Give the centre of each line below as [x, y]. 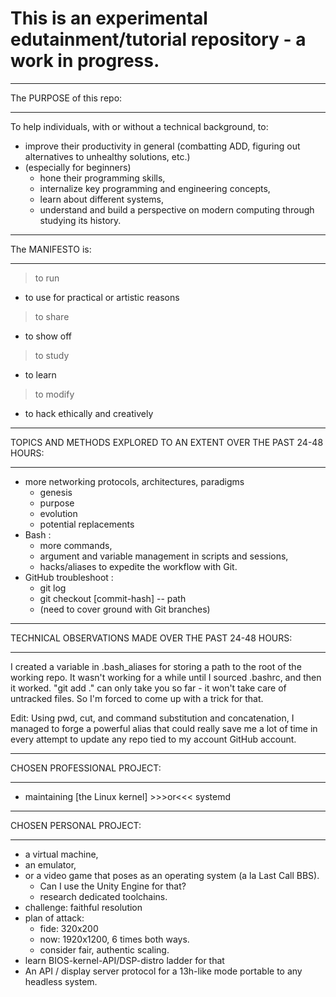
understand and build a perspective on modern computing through [177, 209]
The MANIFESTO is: [51, 249]
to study [52, 355]
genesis [56, 492]
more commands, [76, 545]
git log [53, 588]
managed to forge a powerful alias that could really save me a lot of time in [164, 728]
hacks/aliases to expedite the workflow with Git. [138, 566]
